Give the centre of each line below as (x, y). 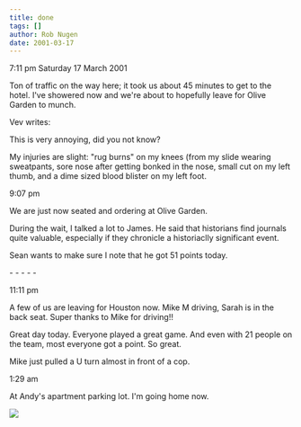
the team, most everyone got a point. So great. (96, 344)
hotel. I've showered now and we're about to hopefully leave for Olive (138, 95)
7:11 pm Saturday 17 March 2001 (68, 68)
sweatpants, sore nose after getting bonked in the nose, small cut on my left (150, 166)
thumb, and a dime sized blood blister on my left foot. (108, 176)
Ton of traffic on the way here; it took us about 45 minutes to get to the (141, 85)
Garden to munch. (43, 105)
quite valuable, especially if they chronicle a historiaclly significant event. (145, 238)
